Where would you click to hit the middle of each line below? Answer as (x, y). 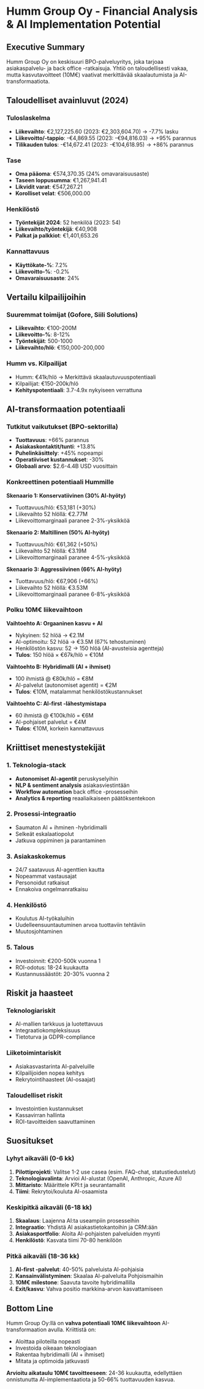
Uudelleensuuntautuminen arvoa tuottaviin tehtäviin (80, 925)
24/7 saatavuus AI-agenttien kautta (60, 870)
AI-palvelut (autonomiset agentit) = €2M (66, 685)
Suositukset (30, 1141)
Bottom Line (30, 1308)
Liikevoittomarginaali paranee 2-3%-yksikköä (73, 520)
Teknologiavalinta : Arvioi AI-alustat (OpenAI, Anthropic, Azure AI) (99, 1178)
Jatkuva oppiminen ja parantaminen (60, 840)
